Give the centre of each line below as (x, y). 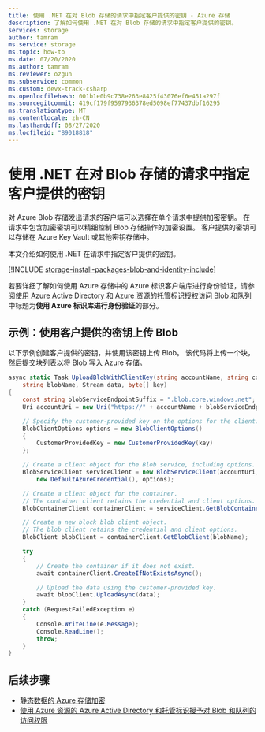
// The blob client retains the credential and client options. (130, 530)
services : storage (38, 30)
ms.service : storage (42, 45)
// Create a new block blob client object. (95, 522)
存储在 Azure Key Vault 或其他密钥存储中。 (84, 236)
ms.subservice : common (45, 81)
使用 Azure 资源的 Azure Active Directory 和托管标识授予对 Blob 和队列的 (138, 711)
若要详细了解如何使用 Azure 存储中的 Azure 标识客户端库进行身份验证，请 (128, 285)
